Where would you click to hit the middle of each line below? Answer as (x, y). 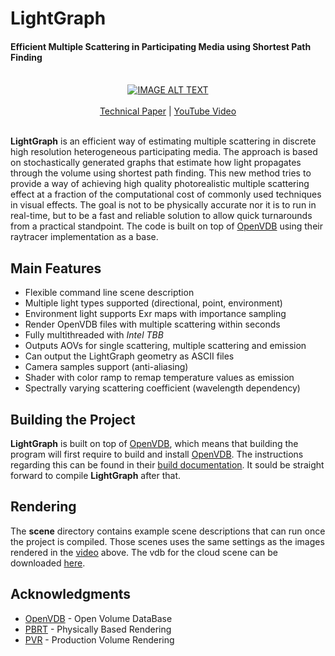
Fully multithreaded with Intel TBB (94, 335)
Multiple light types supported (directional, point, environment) (153, 303)
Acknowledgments (71, 594)
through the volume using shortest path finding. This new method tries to (161, 173)
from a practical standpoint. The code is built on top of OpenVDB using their (166, 226)
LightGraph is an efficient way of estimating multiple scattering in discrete (163, 141)
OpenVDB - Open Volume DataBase (98, 618)
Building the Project (73, 419)
